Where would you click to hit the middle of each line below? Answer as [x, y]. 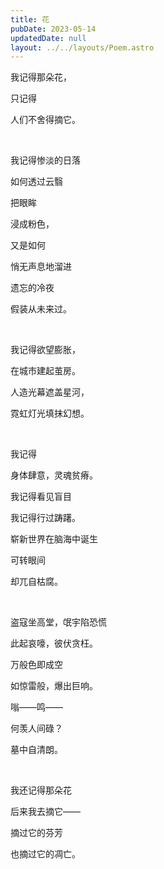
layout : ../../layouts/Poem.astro [82, 47]
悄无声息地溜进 [41, 267]
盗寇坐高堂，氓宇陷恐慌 [58, 622]
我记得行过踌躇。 [45, 518]
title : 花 [30, 19]
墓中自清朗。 [36, 750]
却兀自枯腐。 [36, 582]
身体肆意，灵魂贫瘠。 [54, 475]
